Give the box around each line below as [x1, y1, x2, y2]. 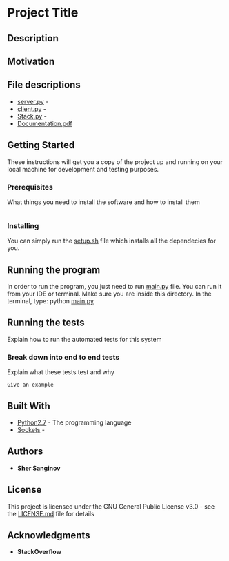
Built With [7, 400, 50, 411]
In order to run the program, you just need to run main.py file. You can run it [7, 283, 222, 290]
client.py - [17, 105, 47, 113]
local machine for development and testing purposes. [7, 165, 159, 173]
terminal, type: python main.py [7, 297, 94, 305]
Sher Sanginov [17, 464, 61, 472]
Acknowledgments [7, 529, 91, 541]
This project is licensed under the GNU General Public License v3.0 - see [7, 502, 215, 511]
